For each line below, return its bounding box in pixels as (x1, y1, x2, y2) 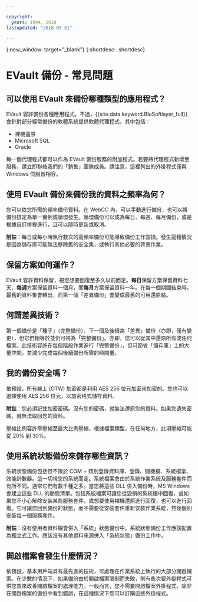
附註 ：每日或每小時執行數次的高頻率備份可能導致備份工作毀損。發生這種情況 (6, 234, 192, 241)
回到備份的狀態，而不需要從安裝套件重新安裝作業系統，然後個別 (37, 505, 192, 512)
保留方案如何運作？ (6, 260, 76, 270)
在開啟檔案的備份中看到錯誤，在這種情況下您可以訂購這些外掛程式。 (6, 590, 171, 597)
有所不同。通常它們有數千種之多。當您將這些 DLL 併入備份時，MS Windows (6, 482, 190, 490)
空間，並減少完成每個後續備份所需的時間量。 (11, 349, 120, 356)
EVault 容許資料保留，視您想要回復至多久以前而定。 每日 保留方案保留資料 (6, 277, 183, 283)
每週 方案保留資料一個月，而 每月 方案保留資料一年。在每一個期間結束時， (16, 284, 192, 291)
